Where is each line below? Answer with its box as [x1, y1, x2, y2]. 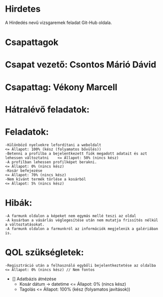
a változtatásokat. [5, 222, 45, 227]
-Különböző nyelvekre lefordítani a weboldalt [5, 142, 102, 147]
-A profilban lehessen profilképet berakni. [5, 160, 97, 164]
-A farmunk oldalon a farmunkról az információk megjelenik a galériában [5, 226, 159, 231]
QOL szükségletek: [5, 247, 84, 258]
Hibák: [5, 197, 33, 208]
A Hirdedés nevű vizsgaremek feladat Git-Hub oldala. [5, 20, 112, 25]
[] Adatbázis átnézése [12, 275, 57, 282]
